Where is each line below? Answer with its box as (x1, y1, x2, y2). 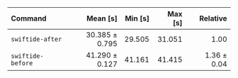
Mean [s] (86, 13, 118, 23)
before (11, 60, 33, 67)
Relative (199, 13, 227, 23)
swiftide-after (11, 35, 62, 43)
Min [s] (125, 13, 150, 23)
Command (11, 13, 47, 23)
